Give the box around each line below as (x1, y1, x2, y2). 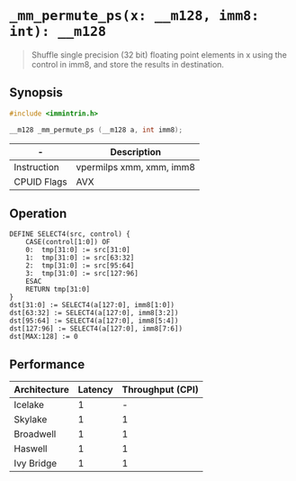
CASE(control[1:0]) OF (25, 238, 111, 247)
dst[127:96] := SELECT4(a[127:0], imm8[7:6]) (9, 324, 183, 333)
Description (110, 145, 162, 158)
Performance (9, 357, 85, 372)
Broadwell (13, 428, 57, 440)
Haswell (13, 442, 48, 455)
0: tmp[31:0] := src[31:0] (25, 246, 130, 255)
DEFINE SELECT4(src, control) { (9, 230, 130, 239)
